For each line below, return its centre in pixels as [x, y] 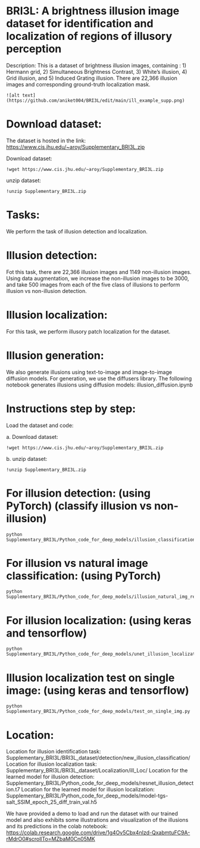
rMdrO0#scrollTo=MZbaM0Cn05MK [51, 839]
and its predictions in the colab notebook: [57, 827]
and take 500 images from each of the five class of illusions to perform [93, 285]
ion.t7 [13, 790]
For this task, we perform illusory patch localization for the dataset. [88, 331]
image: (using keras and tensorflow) [98, 690]
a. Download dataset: [32, 437]
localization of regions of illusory [89, 36]
